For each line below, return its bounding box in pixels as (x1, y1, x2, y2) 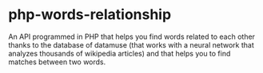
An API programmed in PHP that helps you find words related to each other (8, 32, 256, 41)
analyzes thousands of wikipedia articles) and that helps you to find (8, 48, 231, 58)
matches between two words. (8, 57, 106, 67)
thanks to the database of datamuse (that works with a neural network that (8, 40, 254, 49)
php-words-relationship (8, 6, 172, 24)
